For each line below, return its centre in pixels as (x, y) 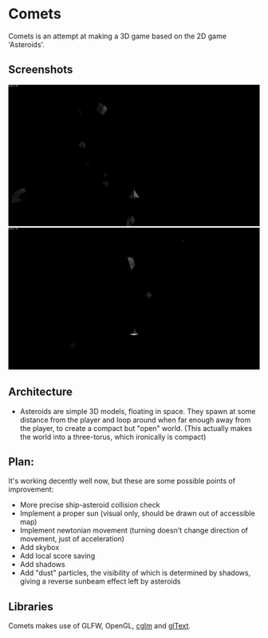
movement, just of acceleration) (72, 539)
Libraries (31, 606)
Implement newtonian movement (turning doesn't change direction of (134, 530)
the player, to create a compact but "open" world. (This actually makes (136, 428)
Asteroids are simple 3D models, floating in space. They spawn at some (138, 411)
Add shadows (42, 564)
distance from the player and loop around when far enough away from (135, 420)
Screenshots (41, 70)
